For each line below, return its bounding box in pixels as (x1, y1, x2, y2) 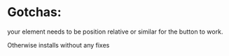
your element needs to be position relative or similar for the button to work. (7, 27, 223, 36)
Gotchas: (7, 4, 62, 20)
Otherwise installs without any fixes (7, 41, 110, 49)
